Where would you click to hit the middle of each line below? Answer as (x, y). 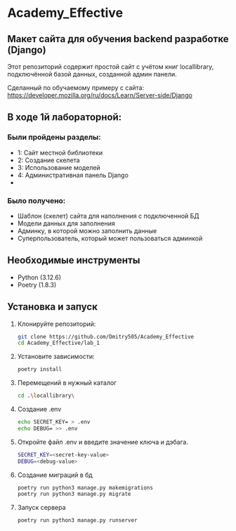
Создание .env (39, 409)
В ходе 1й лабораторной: (65, 117)
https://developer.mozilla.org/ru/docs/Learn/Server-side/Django (100, 95)
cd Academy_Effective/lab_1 (58, 343)
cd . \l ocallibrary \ (46, 396)
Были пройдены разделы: (54, 137)
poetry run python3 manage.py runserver (77, 520)
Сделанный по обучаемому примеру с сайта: (76, 88)
